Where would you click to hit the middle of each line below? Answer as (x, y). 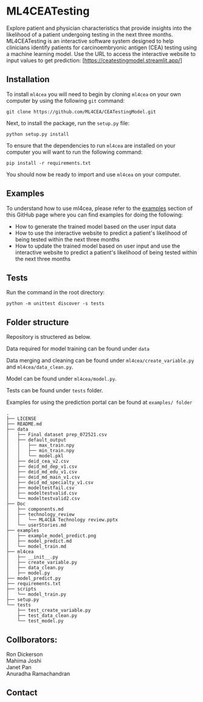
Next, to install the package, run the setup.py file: (68, 123)
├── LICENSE (21, 419)
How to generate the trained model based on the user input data (95, 226)
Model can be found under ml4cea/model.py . (62, 379)
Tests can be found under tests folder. (55, 391)
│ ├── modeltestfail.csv (40, 488)
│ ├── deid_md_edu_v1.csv (42, 472)
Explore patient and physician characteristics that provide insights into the (99, 28)
